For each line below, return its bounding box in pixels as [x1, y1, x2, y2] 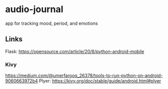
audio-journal [5, 4, 64, 15]
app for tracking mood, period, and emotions [5, 20, 98, 26]
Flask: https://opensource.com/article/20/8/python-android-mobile [5, 48, 144, 54]
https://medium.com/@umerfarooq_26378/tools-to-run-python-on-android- [5, 72, 163, 79]
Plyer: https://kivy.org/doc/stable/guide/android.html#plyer [39, 78, 161, 84]
